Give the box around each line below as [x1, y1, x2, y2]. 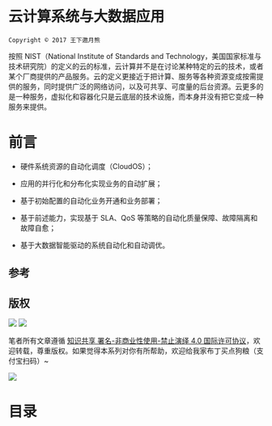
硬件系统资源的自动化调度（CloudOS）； [19, 161, 154, 171]
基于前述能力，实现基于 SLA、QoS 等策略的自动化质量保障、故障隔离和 [19, 213, 258, 222]
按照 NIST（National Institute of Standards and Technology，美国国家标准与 [8, 51, 261, 61]
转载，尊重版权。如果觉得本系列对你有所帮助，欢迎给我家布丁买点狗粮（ [15, 346, 257, 356]
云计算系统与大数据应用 [8, 7, 165, 26]
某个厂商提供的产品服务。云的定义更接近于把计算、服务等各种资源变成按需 [8, 71, 257, 81]
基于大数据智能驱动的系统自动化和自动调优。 [19, 240, 170, 250]
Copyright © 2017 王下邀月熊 [8, 36, 101, 44]
